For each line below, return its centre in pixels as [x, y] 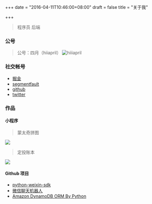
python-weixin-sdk [31, 185]
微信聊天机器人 [27, 190]
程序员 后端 [29, 27]
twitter [19, 94]
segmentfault [26, 84]
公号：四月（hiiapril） [39, 53]
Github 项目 [17, 174]
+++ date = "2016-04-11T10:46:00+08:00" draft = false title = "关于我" [77, 7]
